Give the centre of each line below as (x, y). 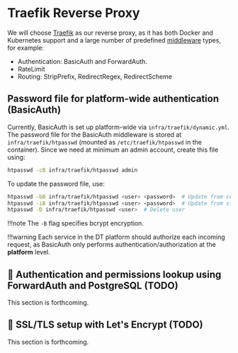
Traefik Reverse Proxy (74, 13)
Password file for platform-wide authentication (113, 99)
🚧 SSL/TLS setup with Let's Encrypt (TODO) (105, 325)
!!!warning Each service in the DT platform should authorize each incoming (116, 237)
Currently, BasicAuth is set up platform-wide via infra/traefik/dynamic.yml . (119, 127)
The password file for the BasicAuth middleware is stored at (95, 134)
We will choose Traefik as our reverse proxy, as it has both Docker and (110, 33)
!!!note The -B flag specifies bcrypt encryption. (75, 223)
